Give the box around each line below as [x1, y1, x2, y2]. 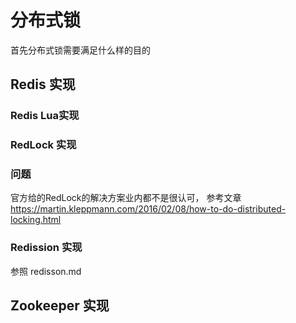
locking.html [10, 214, 62, 226]
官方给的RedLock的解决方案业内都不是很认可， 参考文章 [10, 192, 242, 204]
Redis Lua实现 [10, 109, 80, 123]
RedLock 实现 [10, 138, 77, 152]
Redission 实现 [10, 241, 83, 255]
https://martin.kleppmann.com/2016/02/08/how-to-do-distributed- [10, 203, 287, 215]
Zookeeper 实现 [10, 297, 110, 315]
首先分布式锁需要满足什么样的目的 [10, 44, 151, 56]
